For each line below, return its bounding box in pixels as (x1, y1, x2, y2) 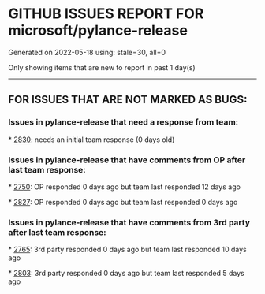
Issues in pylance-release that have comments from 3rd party (8, 217, 251, 228)
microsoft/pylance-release (8, 21, 188, 39)
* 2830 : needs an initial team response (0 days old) (8, 135, 175, 144)
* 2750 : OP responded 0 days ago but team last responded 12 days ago (8, 182, 241, 192)
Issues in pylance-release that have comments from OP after (8, 154, 246, 166)
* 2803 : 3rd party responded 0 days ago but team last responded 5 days (8, 269, 244, 278)
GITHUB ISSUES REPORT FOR (8, 5, 204, 23)
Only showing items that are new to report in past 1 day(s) (8, 62, 196, 72)
